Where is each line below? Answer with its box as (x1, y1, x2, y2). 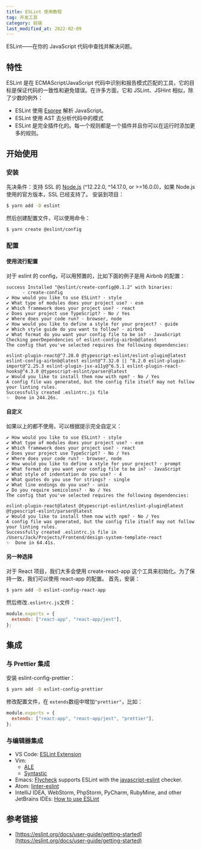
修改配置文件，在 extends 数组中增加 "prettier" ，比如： (6, 698, 143, 705)
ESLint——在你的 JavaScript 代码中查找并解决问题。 (6, 43, 136, 50)
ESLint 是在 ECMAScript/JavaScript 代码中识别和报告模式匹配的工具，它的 (6, 79, 190, 87)
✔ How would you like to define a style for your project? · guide (6, 321, 179, 327)
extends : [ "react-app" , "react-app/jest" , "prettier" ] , (11, 715, 154, 721)
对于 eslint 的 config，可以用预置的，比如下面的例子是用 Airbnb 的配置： (6, 272, 185, 280)
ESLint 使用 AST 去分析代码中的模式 (14, 115, 104, 122)
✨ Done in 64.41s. (6, 539, 56, 546)
